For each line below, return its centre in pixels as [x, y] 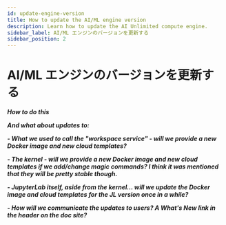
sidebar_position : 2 [37, 39]
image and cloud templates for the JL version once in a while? [98, 195]
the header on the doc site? [47, 215]
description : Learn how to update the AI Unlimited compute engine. [107, 26]
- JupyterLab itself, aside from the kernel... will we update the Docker [109, 187]
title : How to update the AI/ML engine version [77, 20]
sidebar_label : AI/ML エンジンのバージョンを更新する [78, 33]
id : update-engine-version [46, 13]
